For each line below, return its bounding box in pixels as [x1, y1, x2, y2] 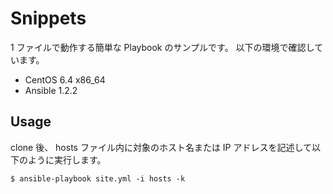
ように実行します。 [27, 153, 107, 166]
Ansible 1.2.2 [24, 84, 78, 96]
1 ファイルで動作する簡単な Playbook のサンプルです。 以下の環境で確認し [10, 41, 315, 53]
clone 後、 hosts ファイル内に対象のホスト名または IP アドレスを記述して [10, 141, 313, 153]
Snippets [10, 7, 87, 30]
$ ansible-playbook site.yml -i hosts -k [10, 173, 186, 184]
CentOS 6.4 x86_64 [24, 73, 106, 86]
